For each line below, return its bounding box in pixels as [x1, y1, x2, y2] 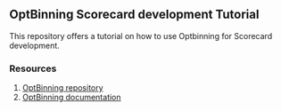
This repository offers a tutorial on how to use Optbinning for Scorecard [9, 30, 273, 41]
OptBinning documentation [21, 92, 122, 103]
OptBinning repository [21, 83, 104, 93]
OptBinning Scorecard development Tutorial [9, 7, 260, 22]
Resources [9, 62, 57, 75]
